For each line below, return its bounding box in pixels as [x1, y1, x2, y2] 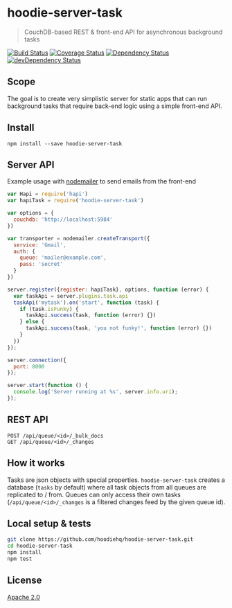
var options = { [7, 210, 54, 217]
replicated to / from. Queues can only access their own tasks [7, 490, 181, 499]
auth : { [13, 248, 36, 255]
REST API [7, 414, 48, 426]
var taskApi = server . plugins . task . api [13, 292, 129, 299]
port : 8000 [13, 363, 45, 370]
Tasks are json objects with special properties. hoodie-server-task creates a [7, 476, 225, 484]
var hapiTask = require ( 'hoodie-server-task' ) [7, 197, 144, 204]
